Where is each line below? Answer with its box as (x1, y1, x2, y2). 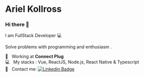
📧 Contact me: (5, 66, 37, 72)
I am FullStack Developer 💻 (5, 33, 62, 38)
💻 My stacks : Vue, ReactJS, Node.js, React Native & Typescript (5, 59, 140, 65)
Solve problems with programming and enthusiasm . (5, 44, 112, 50)
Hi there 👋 (5, 21, 30, 28)
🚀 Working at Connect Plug (5, 53, 64, 60)
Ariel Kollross (5, 3, 62, 15)
